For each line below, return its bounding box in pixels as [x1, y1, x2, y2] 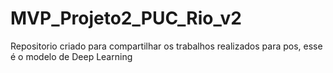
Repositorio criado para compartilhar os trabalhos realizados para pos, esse [10, 40, 323, 52]
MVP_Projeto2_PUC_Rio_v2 [10, 7, 242, 30]
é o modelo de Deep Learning [10, 50, 133, 62]
